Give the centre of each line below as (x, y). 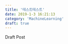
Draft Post (15, 37)
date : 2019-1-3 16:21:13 (30, 14)
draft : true (17, 23)
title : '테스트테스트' (25, 10)
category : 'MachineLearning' (34, 19)
